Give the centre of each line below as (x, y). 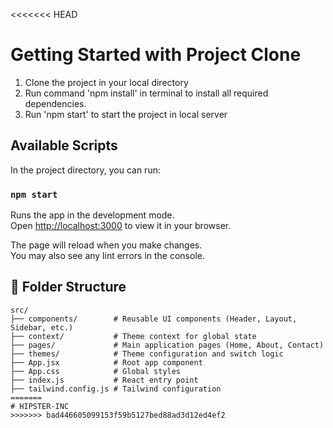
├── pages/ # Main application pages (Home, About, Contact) (167, 345)
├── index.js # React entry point (104, 380)
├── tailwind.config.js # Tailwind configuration (116, 389)
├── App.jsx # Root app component (106, 362)
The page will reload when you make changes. (106, 245)
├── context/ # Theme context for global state (133, 336)
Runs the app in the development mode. (92, 215)
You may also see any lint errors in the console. (107, 256)
